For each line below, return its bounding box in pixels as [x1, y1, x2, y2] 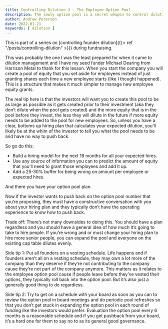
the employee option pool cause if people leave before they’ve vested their [5, 271, 160, 277]
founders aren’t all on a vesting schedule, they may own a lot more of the [5, 255, 156, 261]
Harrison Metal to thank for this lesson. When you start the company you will [5, 65, 163, 71]
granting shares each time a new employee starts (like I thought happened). [5, 76, 161, 82]
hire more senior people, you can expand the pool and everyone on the [5, 235, 151, 241]
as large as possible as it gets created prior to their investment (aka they [5, 101, 154, 107]
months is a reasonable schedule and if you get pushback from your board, [5, 313, 160, 319]
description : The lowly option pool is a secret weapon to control [5, 12, 149, 17]
